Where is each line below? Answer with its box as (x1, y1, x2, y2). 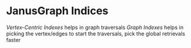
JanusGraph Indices (6, 4, 109, 18)
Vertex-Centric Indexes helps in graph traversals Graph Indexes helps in (6, 24, 184, 31)
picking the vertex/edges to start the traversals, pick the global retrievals (6, 30, 186, 37)
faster (6, 36, 21, 43)
